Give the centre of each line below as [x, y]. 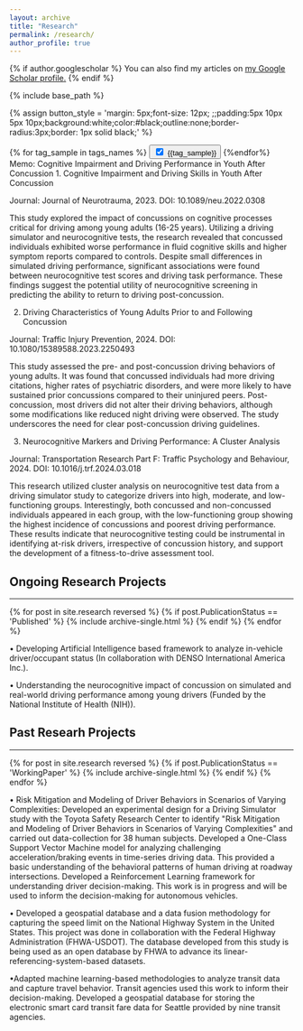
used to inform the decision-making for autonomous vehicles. [124, 896]
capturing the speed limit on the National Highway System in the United [142, 923]
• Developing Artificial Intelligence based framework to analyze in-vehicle [146, 649]
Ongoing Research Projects [88, 582]
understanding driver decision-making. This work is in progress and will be [148, 886]
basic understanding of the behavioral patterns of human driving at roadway [151, 867]
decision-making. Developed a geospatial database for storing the [132, 998]
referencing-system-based [60, 961]
